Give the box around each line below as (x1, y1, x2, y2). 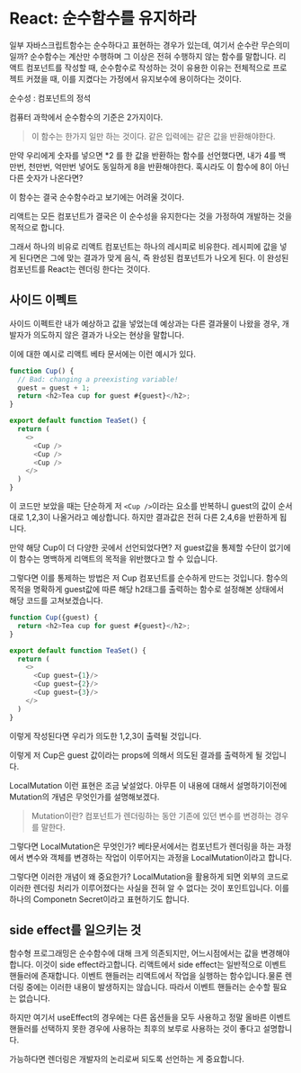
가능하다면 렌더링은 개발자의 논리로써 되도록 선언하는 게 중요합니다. (9, 1054, 244, 1065)
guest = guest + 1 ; (17, 383, 91, 392)
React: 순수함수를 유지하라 (9, 8, 197, 29)
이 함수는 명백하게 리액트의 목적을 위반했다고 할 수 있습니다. (9, 554, 218, 564)
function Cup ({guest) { (9, 613, 99, 622)
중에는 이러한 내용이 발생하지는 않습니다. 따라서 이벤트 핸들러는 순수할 (25, 982, 271, 993)
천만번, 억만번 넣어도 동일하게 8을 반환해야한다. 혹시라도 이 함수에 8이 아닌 (28, 161, 289, 172)
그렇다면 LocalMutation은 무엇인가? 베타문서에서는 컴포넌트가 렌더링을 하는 (9, 841, 276, 852)
